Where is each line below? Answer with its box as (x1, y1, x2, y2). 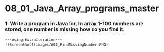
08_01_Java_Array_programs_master (5, 3, 159, 14)
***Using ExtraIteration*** (5, 38, 63, 42)
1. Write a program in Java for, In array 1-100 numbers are (5, 20, 143, 27)
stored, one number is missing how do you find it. (5, 26, 125, 33)
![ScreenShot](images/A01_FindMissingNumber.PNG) (5, 42, 109, 47)
